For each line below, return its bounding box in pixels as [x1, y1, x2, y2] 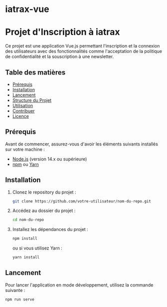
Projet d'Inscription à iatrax [5, 26, 121, 38]
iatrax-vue [5, 3, 49, 15]
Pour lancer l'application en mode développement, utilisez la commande [5, 281, 154, 288]
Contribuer [12, 107, 35, 113]
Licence [12, 113, 29, 119]
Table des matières [5, 68, 66, 76]
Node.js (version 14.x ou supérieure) [12, 156, 87, 162]
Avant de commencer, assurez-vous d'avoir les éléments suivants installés [5, 141, 159, 147]
